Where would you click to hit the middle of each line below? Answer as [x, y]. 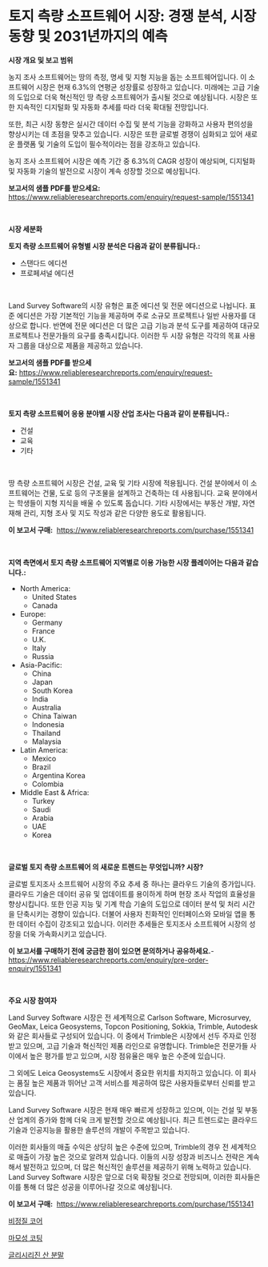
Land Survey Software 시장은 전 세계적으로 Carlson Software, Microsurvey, [130, 1017]
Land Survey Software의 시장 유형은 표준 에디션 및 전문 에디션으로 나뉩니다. [128, 306]
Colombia [48, 784]
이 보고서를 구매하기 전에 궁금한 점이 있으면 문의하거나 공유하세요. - [111, 951]
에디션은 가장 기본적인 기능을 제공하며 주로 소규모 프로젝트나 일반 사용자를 [132, 315]
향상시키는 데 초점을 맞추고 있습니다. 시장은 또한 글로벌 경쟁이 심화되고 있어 [126, 134]
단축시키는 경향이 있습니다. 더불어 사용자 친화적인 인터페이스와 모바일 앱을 [132, 913]
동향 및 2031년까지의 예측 [88, 36]
